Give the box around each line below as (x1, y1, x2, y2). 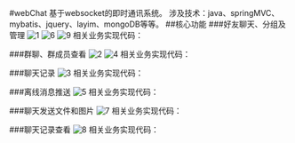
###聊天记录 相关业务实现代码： (9, 68, 144, 78)
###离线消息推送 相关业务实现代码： (9, 87, 159, 97)
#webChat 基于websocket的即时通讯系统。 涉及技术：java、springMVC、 (9, 8, 280, 18)
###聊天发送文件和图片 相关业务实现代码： (9, 106, 182, 115)
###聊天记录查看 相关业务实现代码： (9, 124, 160, 135)
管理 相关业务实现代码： (9, 30, 144, 40)
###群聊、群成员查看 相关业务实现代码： (9, 49, 191, 60)
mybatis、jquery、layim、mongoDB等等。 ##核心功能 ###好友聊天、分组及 (9, 19, 286, 29)
